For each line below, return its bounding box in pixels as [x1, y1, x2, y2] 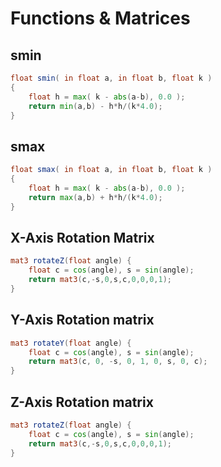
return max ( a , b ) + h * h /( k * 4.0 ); [28, 192, 163, 202]
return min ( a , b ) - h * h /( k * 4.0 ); [28, 101, 163, 111]
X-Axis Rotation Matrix [10, 229, 155, 246]
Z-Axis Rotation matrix [10, 393, 154, 411]
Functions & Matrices [10, 7, 191, 30]
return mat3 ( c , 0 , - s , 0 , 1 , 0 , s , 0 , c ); [28, 357, 208, 367]
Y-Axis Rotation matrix [10, 312, 155, 329]
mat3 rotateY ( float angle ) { [10, 338, 132, 348]
